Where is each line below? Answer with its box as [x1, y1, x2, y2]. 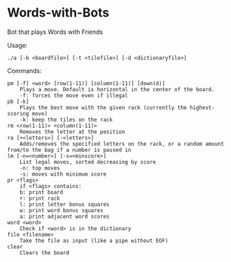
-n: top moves [19, 165, 60, 171]
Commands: [7, 66, 42, 75]
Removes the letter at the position [19, 128, 126, 135]
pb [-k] [7, 98, 30, 105]
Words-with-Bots [7, 5, 109, 21]
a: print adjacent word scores [19, 213, 110, 220]
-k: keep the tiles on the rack [19, 116, 113, 123]
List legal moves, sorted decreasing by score [19, 158, 156, 165]
